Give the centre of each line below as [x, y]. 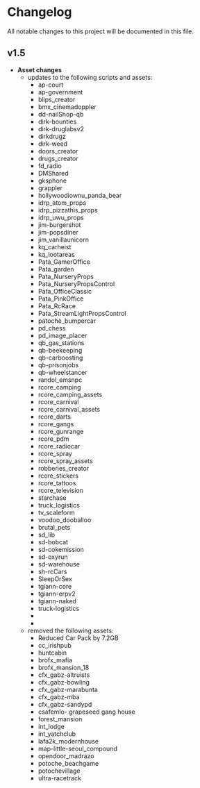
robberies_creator [64, 468]
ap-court [51, 85]
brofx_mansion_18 [64, 667]
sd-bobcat [53, 542]
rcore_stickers [58, 476]
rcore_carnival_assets [69, 409]
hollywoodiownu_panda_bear [80, 195]
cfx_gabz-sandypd [65, 704]
